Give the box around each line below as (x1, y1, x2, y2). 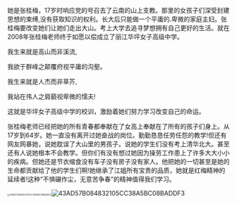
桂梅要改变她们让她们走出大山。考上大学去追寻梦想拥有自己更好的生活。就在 (7, 24, 230, 32)
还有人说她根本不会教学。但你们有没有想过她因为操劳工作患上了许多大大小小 (7, 148, 230, 157)
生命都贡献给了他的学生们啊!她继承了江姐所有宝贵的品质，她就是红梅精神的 (7, 166, 226, 174)
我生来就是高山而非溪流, (7, 48, 78, 56)
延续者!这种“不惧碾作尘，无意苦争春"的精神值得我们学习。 (7, 175, 176, 183)
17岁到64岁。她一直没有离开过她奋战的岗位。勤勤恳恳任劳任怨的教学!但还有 (7, 131, 227, 139)
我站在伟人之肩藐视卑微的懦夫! (7, 92, 97, 101)
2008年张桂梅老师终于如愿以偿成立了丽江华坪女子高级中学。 (7, 32, 183, 41)
